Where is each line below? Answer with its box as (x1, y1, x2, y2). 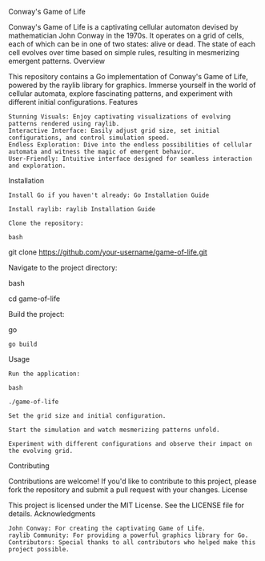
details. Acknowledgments (8, 509, 96, 519)
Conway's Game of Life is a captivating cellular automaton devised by (8, 22, 239, 31)
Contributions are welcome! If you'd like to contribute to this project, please (8, 476, 257, 486)
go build (8, 340, 38, 348)
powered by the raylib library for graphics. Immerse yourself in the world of (8, 80, 256, 90)
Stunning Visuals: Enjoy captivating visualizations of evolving (8, 113, 231, 121)
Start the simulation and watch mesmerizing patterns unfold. (8, 426, 220, 434)
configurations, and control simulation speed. (8, 134, 171, 142)
